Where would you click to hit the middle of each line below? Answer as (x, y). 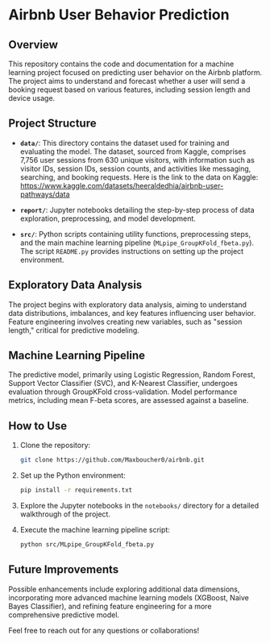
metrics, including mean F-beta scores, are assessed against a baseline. (129, 400)
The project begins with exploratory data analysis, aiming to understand (128, 305)
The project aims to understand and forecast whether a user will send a (127, 81)
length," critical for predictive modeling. (74, 330)
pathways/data (45, 194)
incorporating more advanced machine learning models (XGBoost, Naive (129, 597)
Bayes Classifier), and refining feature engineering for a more (110, 606)
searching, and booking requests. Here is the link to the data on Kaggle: (139, 177)
